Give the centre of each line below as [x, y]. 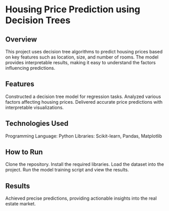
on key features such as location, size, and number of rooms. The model [82, 57]
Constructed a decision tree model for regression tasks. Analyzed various [83, 97]
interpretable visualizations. [35, 107]
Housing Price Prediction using [73, 9]
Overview [21, 39]
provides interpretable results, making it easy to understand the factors [80, 62]
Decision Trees [38, 20]
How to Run [24, 152]
